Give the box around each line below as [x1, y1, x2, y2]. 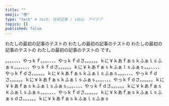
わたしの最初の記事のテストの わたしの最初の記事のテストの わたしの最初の [5, 41, 162, 47]
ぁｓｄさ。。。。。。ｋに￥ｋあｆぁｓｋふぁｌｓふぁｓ [5, 95, 109, 101]
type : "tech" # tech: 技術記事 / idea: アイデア [5, 17, 103, 22]
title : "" [5, 7, 26, 13]
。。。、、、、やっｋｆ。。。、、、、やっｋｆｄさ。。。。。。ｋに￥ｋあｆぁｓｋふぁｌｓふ [5, 58, 162, 64]
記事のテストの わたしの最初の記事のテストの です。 [5, 47, 114, 53]
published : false [5, 26, 42, 31]
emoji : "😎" [5, 12, 30, 17]
